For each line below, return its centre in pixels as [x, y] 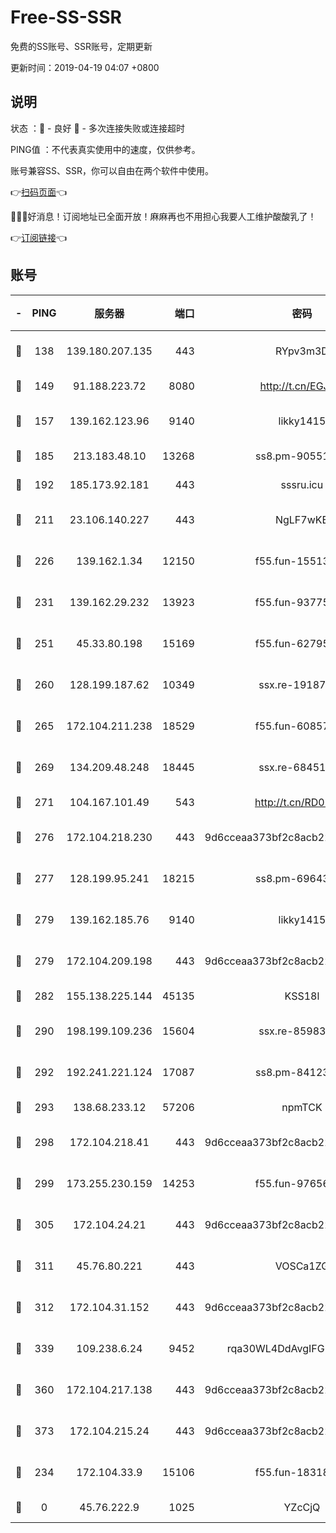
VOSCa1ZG [302, 1266]
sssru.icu [302, 484]
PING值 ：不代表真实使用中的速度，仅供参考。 [105, 149]
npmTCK [302, 1107]
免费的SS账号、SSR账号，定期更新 [81, 46]
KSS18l [302, 996]
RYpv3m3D [301, 351]
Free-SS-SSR [66, 17]
